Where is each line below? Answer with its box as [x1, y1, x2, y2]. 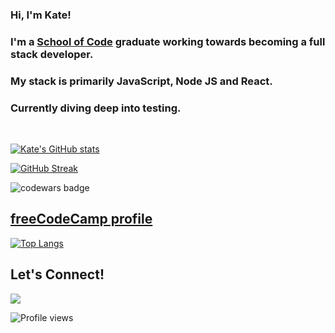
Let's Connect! [10, 266, 105, 283]
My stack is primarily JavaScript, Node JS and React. [10, 74, 273, 88]
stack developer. [10, 47, 94, 61]
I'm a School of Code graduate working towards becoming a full [10, 34, 326, 48]
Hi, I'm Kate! [10, 8, 72, 22]
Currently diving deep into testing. [10, 101, 182, 115]
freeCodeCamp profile [10, 211, 153, 228]
